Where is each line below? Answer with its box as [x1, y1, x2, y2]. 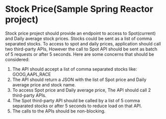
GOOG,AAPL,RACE [12, 71, 51, 77]
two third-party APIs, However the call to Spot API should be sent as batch [5, 46, 158, 52]
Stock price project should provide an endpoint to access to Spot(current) [5, 30, 156, 36]
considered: [5, 56, 30, 62]
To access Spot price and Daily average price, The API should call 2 [12, 87, 151, 93]
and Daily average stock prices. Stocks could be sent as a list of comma [5, 36, 152, 41]
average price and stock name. [12, 81, 76, 87]
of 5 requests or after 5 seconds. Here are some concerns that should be [5, 51, 155, 57]
